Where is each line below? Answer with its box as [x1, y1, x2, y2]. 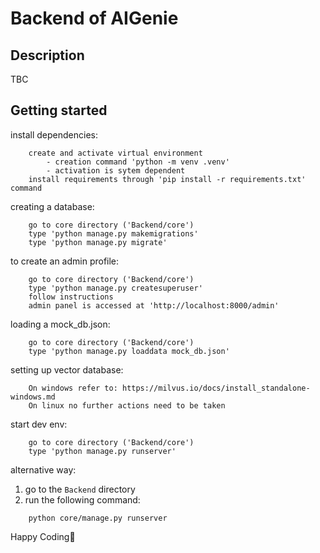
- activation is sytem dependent [46, 165, 186, 176]
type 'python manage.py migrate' [28, 237, 168, 247]
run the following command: [24, 493, 141, 506]
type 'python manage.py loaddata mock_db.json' [28, 346, 230, 356]
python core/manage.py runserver [28, 513, 168, 523]
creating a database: [10, 200, 95, 212]
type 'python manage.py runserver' [28, 446, 177, 456]
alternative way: [10, 463, 77, 476]
